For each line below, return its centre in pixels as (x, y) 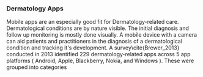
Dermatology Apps (35, 9)
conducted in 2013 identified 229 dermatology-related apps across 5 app (98, 54)
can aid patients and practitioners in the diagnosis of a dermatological (94, 42)
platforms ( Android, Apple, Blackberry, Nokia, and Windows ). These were (100, 61)
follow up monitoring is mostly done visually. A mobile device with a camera (102, 35)
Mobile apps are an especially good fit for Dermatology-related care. (93, 22)
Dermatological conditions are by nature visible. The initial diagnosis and (98, 28)
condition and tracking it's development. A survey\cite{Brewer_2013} (93, 48)
